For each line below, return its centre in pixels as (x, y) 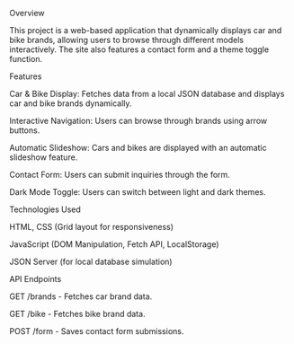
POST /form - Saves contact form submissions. (97, 331)
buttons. (25, 130)
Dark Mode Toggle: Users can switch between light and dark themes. (138, 192)
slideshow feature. (44, 157)
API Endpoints (36, 279)
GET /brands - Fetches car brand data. (81, 296)
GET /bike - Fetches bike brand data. (77, 314)
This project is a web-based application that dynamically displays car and (146, 30)
